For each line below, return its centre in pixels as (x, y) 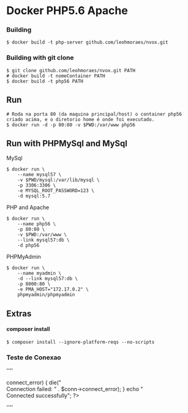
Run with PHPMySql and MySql (67, 143)
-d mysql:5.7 (34, 196)
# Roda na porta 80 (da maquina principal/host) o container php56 (94, 114)
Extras (19, 314)
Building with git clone (40, 58)
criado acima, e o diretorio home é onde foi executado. (81, 119)
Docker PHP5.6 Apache (67, 11)
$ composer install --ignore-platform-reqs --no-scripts (81, 342)
